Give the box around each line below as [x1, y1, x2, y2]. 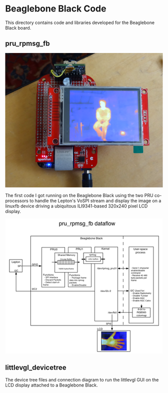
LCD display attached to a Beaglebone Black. [5, 382, 98, 388]
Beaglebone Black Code [5, 3, 106, 14]
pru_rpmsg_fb [5, 39, 50, 48]
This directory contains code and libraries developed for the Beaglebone [5, 19, 155, 25]
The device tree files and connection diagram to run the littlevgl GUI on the [5, 376, 159, 382]
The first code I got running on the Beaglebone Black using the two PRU [5, 192, 153, 198]
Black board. [5, 24, 31, 30]
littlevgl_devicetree [5, 363, 66, 372]
